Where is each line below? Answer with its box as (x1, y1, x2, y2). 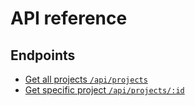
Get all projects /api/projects (24, 73, 148, 85)
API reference (10, 7, 128, 30)
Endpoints (10, 47, 76, 64)
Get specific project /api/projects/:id (24, 84, 185, 96)
